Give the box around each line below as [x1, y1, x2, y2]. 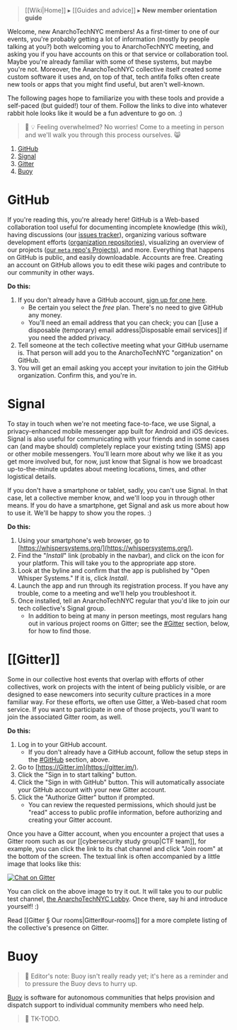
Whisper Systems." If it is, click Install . [17, 574, 129, 582]
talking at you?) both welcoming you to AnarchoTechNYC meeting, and [7, 43, 214, 50]
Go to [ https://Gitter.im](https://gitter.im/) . [17, 762, 139, 771]
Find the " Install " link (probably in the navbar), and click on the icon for [17, 551, 225, 559]
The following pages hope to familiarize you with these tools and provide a [7, 94, 224, 102]
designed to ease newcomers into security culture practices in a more [7, 690, 212, 698]
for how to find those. [28, 626, 91, 635]
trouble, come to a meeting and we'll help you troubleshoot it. [17, 588, 197, 597]
